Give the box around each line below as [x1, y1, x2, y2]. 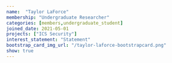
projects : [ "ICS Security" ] [6, 31, 78, 37]
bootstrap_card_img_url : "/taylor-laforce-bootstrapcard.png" [6, 43, 167, 49]
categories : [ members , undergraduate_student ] [6, 20, 123, 26]
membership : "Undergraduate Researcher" [6, 14, 110, 20]
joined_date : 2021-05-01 [6, 25, 69, 32]
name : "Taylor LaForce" [6, 8, 69, 15]
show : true [6, 48, 34, 54]
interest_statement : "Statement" [6, 37, 91, 43]
